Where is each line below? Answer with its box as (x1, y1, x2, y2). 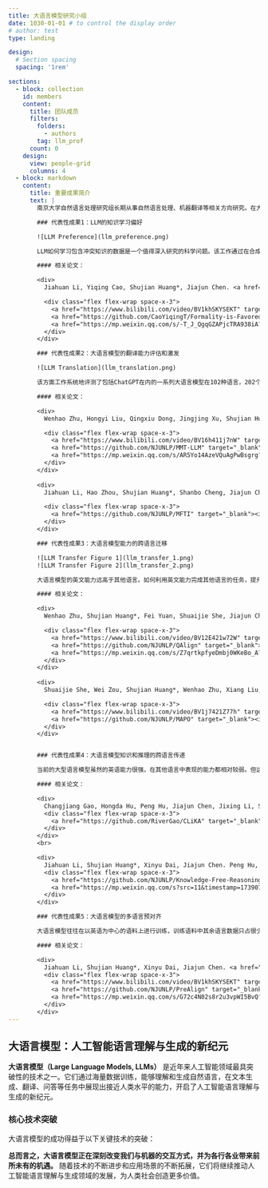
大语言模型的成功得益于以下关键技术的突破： (8, 1134, 156, 1143)
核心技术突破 (8, 1114, 58, 1125)
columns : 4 (29, 167, 66, 175)
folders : (37, 122, 66, 130)
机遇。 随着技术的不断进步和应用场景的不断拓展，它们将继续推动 (35, 1160, 248, 1170)
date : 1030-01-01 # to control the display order (8, 19, 177, 27)
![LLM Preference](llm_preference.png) (37, 232, 170, 240)
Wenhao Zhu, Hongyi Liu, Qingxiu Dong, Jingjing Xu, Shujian (43, 415, 251, 423)
